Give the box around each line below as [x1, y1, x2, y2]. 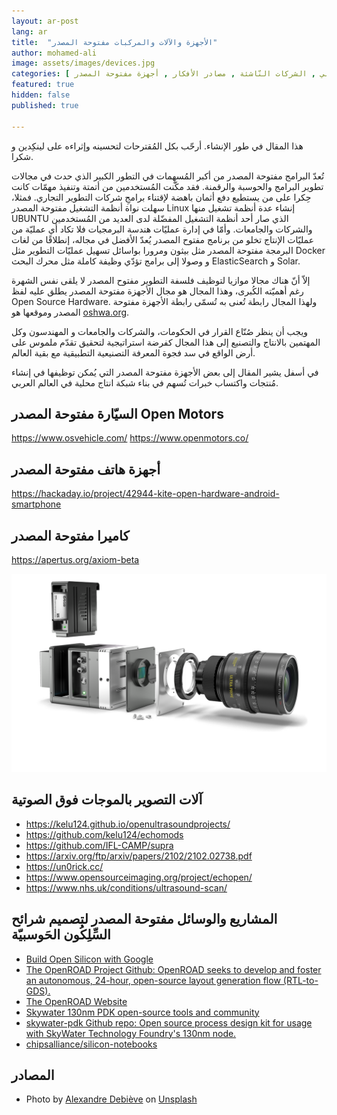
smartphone [11, 498, 62, 510]
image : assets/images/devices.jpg [11, 58, 156, 69]
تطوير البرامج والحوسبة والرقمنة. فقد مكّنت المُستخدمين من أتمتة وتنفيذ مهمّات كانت [11, 180, 324, 192]
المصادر [11, 1066, 55, 1084]
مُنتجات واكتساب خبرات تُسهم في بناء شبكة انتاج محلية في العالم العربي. [11, 376, 279, 389]
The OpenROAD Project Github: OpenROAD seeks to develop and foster [25, 963, 322, 975]
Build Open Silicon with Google [25, 953, 154, 965]
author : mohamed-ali [11, 48, 98, 58]
